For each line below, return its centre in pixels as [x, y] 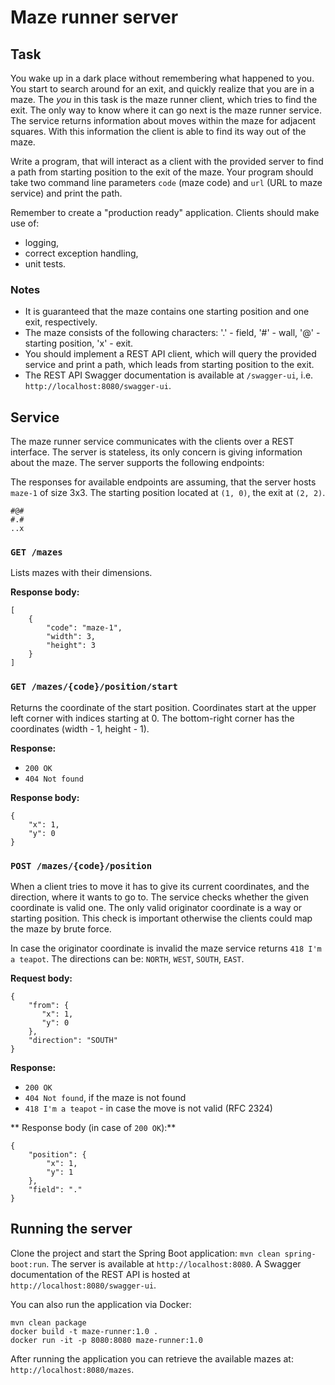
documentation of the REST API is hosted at [100, 1274]
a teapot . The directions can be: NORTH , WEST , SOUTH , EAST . [127, 959]
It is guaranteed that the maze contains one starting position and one [167, 312]
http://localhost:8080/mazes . [72, 1369]
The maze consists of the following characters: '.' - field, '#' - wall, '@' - [172, 333]
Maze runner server [94, 17]
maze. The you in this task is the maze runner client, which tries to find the [164, 99]
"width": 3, [71, 637]
